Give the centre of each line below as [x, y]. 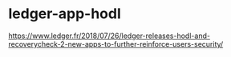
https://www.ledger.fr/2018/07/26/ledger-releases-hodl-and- [109, 36]
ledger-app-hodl [65, 14]
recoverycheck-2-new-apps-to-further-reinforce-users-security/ [116, 44]
